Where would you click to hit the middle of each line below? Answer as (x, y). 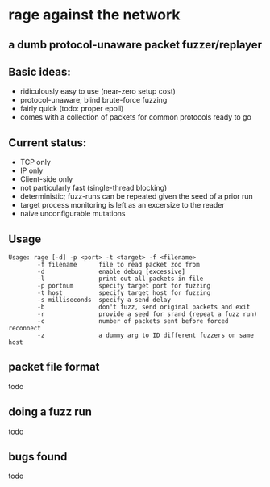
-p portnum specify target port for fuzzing (124, 286)
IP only (31, 170)
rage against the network (94, 15)
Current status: (48, 143)
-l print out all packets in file (120, 279)
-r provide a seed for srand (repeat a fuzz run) (147, 314)
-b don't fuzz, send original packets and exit (144, 307)
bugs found (38, 457)
